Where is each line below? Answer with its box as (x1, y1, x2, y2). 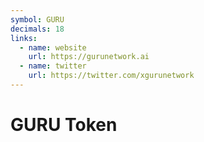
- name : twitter (19, 61, 87, 71)
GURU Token (10, 114, 118, 136)
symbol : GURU (10, 14, 65, 25)
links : (10, 33, 38, 43)
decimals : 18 (10, 24, 65, 34)
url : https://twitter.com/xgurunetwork (28, 71, 195, 81)
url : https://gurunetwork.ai (28, 52, 150, 62)
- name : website (19, 42, 87, 53)
